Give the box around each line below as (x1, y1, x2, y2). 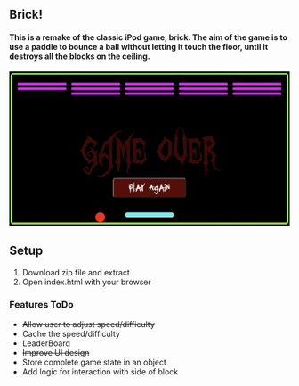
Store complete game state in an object (21, 357, 167, 367)
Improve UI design (21, 347, 90, 357)
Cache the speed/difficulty (21, 328, 120, 339)
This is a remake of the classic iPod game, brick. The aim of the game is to (9, 31, 287, 43)
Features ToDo (9, 299, 74, 311)
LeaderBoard (21, 338, 71, 349)
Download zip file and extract (21, 267, 131, 277)
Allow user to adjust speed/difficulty (21, 318, 156, 329)
